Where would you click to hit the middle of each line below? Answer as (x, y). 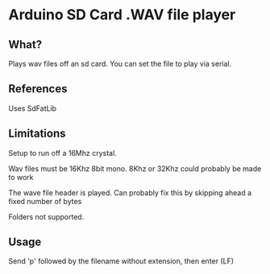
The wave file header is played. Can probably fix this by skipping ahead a (130, 192)
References (38, 89)
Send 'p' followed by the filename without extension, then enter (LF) (121, 261)
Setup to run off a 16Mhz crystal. (62, 153)
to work (21, 177)
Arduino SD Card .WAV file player (122, 15)
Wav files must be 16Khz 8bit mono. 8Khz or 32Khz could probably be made (135, 168)
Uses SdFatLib (33, 108)
